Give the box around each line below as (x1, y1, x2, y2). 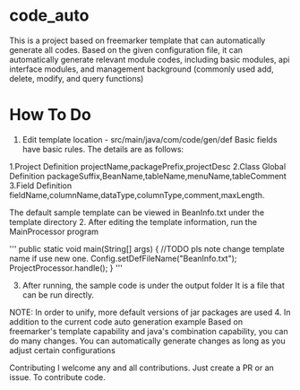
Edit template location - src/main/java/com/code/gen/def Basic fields (21, 134, 278, 144)
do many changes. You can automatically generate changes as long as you (9, 335, 286, 346)
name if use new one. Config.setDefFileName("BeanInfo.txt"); (9, 253, 237, 264)
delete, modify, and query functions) (9, 73, 144, 83)
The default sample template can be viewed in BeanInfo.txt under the (9, 207, 265, 218)
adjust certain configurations (9, 344, 116, 355)
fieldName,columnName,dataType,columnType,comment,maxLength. (9, 189, 265, 200)
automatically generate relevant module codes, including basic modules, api (9, 54, 290, 65)
